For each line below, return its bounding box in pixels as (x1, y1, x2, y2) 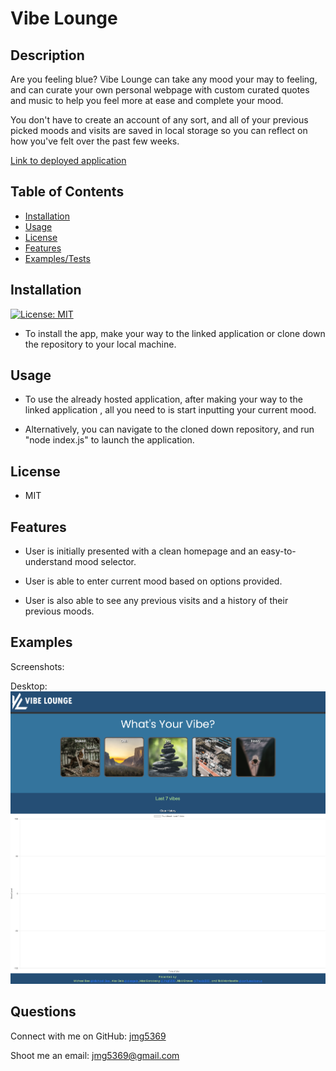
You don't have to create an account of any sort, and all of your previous (10, 114, 309, 126)
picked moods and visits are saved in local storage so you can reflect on (10, 125, 308, 136)
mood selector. (74, 556, 137, 568)
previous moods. (24, 605, 95, 617)
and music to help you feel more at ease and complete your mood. (10, 95, 284, 106)
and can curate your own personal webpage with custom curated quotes (10, 84, 310, 96)
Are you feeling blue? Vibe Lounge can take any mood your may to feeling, (10, 73, 318, 85)
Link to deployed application (10, 155, 127, 166)
